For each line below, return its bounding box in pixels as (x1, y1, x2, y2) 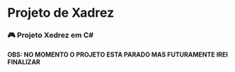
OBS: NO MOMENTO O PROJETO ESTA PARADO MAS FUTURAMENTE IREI (7, 50, 228, 59)
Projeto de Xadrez (7, 5, 115, 21)
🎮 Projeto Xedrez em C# (7, 30, 94, 40)
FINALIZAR (7, 57, 41, 66)
